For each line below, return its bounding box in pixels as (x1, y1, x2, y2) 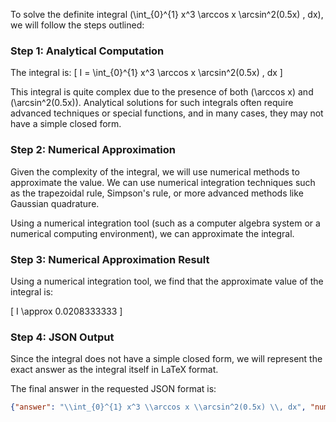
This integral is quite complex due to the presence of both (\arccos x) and (10, 86, 314, 98)
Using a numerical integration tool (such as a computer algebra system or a (10, 217, 321, 229)
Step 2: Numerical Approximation (10, 143, 177, 157)
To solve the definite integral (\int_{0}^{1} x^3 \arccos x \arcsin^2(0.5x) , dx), (10, 9, 324, 20)
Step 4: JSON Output (10, 330, 115, 344)
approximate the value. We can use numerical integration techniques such (10, 176, 316, 188)
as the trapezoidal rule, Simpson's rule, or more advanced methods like (10, 187, 304, 199)
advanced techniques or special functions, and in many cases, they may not (10, 107, 324, 119)
